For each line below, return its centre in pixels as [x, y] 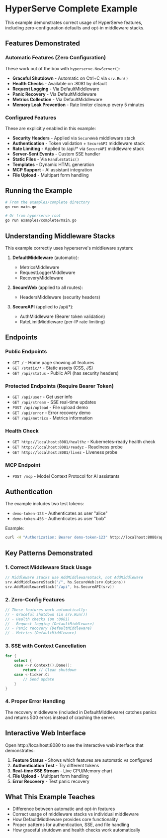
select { [23, 661]
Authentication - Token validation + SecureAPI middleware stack [79, 143]
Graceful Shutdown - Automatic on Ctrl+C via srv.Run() [70, 78]
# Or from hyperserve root [33, 216]
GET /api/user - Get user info [42, 397]
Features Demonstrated [43, 44]
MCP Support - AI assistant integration [52, 169]
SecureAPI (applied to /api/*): [43, 307]
